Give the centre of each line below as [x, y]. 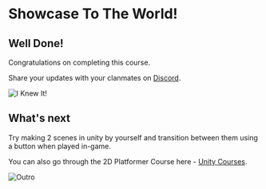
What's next [39, 118]
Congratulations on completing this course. [79, 62]
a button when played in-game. [60, 146]
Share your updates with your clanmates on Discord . [95, 78]
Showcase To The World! [93, 14]
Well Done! [36, 43]
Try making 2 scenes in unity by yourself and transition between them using [133, 137]
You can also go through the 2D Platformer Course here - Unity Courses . [128, 161]
